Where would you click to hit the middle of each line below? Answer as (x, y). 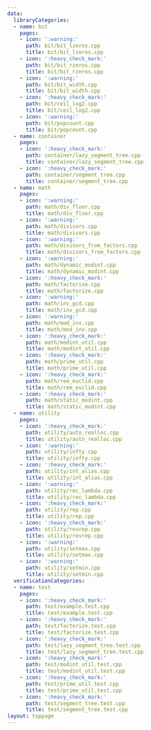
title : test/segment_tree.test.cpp (77, 710)
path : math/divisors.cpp (61, 226)
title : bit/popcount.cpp (61, 130)
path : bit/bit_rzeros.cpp (63, 65)
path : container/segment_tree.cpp (75, 175)
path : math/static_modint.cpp (69, 400)
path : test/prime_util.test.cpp (72, 684)
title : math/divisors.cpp (63, 233)
